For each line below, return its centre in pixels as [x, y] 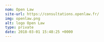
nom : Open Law [20, 9]
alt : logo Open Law [25, 23]
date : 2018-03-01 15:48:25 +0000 [39, 32]
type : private [20, 28]
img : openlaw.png [23, 18]
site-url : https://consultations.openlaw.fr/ [52, 14]
